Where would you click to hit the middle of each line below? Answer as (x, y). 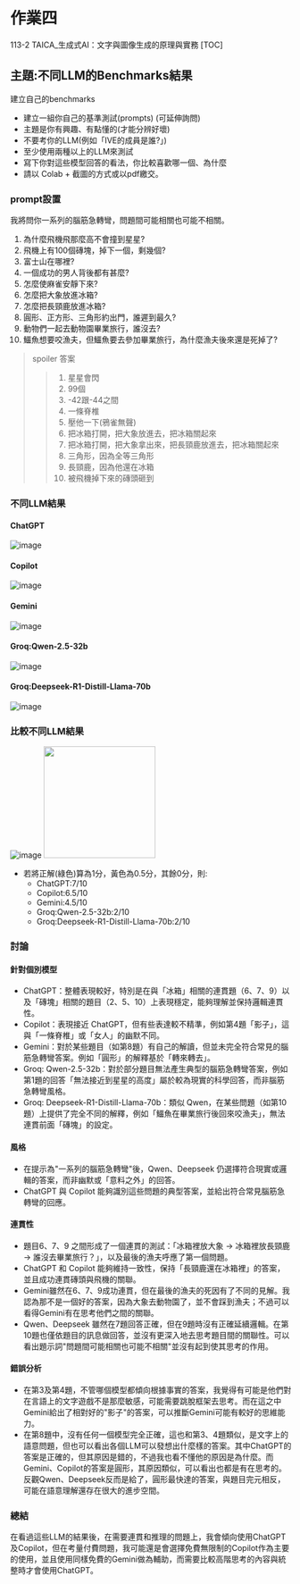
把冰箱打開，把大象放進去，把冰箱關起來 (142, 433)
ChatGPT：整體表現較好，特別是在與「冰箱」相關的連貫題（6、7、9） (152, 991)
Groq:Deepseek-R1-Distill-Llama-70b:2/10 (113, 922)
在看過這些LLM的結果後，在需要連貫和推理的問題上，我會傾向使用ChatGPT (148, 1537)
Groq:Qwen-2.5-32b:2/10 (83, 912)
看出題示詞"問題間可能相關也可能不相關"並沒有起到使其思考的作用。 (148, 1346)
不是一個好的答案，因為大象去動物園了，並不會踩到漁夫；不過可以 (168, 1302)
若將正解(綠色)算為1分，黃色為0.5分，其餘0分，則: (115, 874)
